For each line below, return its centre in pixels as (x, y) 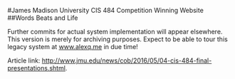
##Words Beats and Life (43, 18)
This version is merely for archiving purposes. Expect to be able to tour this (117, 39)
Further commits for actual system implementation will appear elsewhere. (115, 32)
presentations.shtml (37, 68)
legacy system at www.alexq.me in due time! (73, 47)
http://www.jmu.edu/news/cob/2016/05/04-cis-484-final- (127, 60)
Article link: (24, 60)
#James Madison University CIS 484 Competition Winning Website (106, 10)
